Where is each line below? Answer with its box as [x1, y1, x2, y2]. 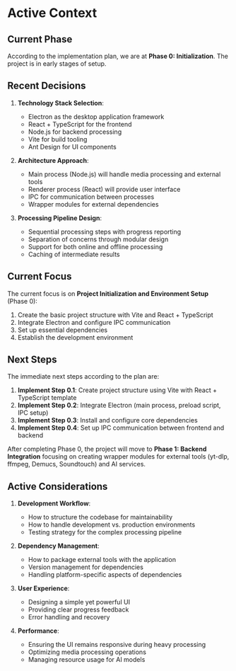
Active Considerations [7, 480, 108, 493]
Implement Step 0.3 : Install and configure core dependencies [17, 416, 198, 425]
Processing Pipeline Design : [17, 214, 102, 222]
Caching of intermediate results [28, 250, 120, 258]
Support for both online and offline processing [28, 242, 163, 251]
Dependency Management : [17, 541, 100, 550]
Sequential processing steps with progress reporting [28, 227, 182, 236]
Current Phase [7, 33, 73, 45]
